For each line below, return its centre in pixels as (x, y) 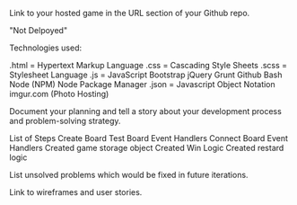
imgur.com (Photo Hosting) (59, 94)
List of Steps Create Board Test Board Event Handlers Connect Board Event (149, 138)
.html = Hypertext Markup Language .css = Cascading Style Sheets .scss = (148, 65)
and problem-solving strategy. (65, 121)
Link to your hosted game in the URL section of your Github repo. (130, 13)
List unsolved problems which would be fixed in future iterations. (129, 175)
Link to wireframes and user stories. (76, 192)
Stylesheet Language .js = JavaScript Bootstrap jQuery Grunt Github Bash (146, 75)
